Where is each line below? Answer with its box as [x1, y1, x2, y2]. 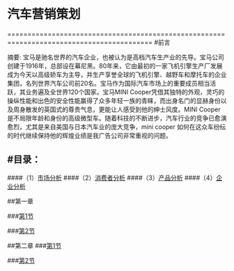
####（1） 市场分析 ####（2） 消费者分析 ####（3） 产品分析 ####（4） [7, 173, 217, 182]
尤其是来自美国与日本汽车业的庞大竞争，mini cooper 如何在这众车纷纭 [25, 123, 226, 131]
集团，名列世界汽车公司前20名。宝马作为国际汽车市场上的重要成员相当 [7, 79, 210, 87]
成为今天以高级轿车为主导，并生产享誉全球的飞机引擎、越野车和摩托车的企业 [7, 70, 227, 79]
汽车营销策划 [7, 6, 81, 22]
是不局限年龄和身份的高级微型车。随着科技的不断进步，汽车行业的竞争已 [7, 114, 214, 122]
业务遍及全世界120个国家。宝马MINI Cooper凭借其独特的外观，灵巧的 [25, 88, 225, 96]
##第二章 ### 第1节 [7, 241, 61, 249]
